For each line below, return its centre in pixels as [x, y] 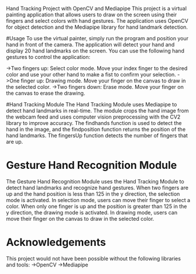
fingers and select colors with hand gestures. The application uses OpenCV [97, 21]
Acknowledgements [56, 242]
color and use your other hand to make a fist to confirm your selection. [91, 74]
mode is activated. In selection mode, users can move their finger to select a [98, 200]
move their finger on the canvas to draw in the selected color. [80, 218]
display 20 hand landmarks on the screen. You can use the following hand [95, 51]
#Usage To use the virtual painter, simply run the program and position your [97, 38]
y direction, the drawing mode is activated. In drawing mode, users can [92, 212]
